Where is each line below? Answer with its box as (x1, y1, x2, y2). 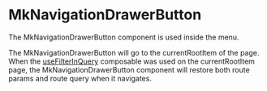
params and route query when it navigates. (8, 73, 153, 83)
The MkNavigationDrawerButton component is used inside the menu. (8, 32, 239, 42)
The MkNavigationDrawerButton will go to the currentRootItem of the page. (8, 48, 260, 57)
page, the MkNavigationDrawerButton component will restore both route (8, 64, 250, 74)
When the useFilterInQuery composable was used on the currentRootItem (8, 56, 256, 66)
